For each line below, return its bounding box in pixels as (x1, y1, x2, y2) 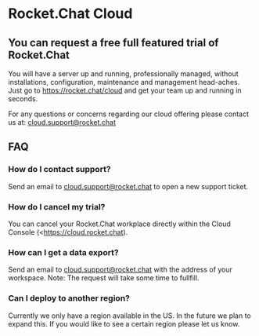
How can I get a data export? (8, 247, 119, 257)
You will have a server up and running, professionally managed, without (8, 69, 239, 79)
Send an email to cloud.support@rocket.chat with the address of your (8, 265, 233, 275)
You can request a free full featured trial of (8, 36, 219, 49)
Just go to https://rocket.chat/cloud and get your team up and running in (8, 86, 242, 95)
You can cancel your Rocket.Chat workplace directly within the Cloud (8, 219, 231, 228)
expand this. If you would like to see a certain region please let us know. (8, 319, 240, 328)
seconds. (8, 94, 38, 103)
